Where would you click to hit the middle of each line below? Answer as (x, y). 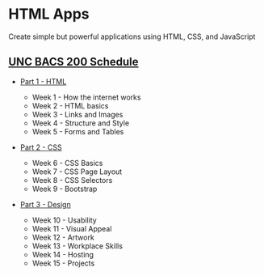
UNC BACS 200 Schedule (73, 62)
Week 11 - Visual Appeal (72, 228)
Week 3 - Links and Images (78, 114)
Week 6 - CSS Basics (67, 163)
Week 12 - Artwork (63, 237)
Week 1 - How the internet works (86, 97)
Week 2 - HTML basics (70, 105)
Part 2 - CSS (41, 147)
